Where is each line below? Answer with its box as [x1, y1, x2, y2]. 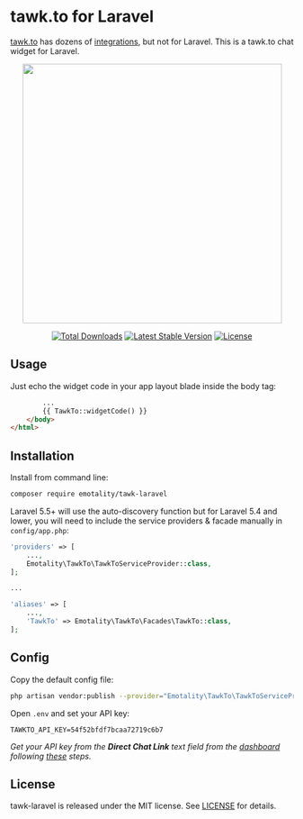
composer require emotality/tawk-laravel [10, 489, 168, 499]
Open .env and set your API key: [10, 707, 129, 718]
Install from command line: [10, 472, 109, 483]
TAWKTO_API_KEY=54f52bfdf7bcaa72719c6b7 [10, 725, 165, 734]
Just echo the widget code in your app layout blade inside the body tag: [10, 380, 277, 391]
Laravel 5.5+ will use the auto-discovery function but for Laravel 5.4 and [10, 505, 278, 516]
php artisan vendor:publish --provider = [10, 691, 165, 700]
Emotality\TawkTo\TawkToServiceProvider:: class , [26, 559, 212, 569]
